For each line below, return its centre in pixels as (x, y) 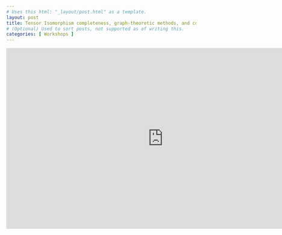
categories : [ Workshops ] (40, 34)
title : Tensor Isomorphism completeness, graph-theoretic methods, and (98, 23)
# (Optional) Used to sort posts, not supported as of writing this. (96, 29)
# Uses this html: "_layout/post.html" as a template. (77, 12)
